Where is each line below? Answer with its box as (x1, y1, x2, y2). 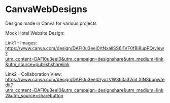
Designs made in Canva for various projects (5, 20, 97, 26)
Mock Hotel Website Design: (5, 30, 65, 36)
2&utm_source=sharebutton (5, 92, 63, 98)
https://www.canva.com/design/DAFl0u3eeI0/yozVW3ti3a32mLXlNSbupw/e (5, 76, 165, 82)
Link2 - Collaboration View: (5, 71, 62, 77)
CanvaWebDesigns (5, 4, 88, 15)
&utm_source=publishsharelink (5, 61, 70, 67)
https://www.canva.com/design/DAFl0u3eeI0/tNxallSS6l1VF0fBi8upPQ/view (5, 45, 164, 51)
